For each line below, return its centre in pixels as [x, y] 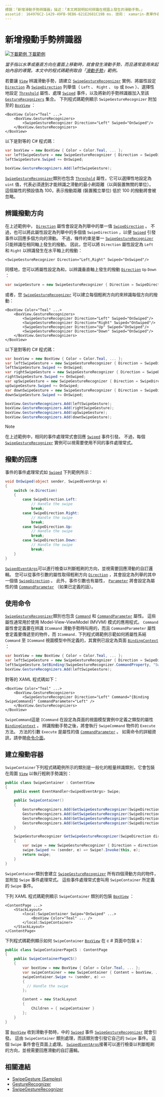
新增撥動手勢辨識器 [44, 40]
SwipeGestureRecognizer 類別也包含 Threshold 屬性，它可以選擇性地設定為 [78, 178]
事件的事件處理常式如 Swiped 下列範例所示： [49, 472]
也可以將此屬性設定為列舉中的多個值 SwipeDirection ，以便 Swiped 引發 [84, 232]
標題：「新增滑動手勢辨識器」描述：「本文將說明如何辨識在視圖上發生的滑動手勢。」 [75, 10]
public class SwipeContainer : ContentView [50, 783]
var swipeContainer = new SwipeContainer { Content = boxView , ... [92, 972]
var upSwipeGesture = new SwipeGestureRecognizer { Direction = [72, 381]
